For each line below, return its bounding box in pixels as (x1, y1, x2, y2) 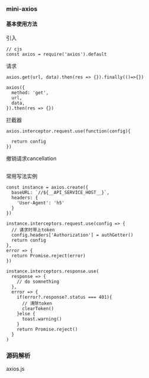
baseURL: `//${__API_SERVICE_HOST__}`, (11, 190, 110, 196)
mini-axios (6, 5, 38, 13)
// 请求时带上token (11, 227, 55, 233)
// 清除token (21, 301, 53, 306)
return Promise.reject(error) (11, 253, 86, 259)
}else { (17, 311, 35, 317)
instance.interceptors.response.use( (6, 269, 99, 274)
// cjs (6, 46, 22, 52)
